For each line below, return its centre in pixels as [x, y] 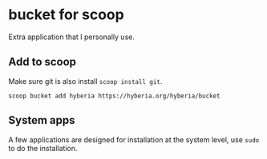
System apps [42, 120]
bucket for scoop [66, 15]
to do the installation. [43, 148]
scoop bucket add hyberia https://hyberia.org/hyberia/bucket [114, 96]
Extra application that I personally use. [71, 37]
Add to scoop [42, 62]
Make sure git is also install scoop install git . [85, 81]
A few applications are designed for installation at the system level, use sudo [134, 139]
